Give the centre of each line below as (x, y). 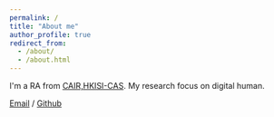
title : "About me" (44, 26)
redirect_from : (38, 43)
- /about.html (44, 60)
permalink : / (34, 18)
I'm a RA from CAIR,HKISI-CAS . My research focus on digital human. (137, 86)
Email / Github (35, 103)
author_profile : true (50, 34)
